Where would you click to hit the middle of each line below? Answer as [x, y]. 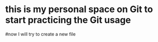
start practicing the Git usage [68, 20]
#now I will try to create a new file [41, 34]
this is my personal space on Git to [79, 9]
